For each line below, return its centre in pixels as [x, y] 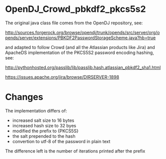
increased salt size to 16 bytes [43, 120]
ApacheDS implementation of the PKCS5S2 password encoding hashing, [80, 53]
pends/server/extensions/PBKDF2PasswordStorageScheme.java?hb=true [81, 38]
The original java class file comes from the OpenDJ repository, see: [74, 23]
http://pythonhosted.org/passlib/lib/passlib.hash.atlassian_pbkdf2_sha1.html [83, 67]
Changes [24, 97]
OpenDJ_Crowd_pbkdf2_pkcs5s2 [76, 9]
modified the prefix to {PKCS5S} [45, 131]
